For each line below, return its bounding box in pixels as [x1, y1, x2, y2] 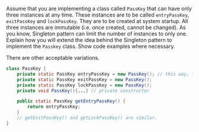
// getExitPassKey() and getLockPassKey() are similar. [17, 115, 158, 121]
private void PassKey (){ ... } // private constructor [17, 88, 150, 94]
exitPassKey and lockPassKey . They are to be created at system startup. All [6, 18, 188, 24]
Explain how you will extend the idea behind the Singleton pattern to [6, 37, 172, 43]
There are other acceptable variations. [6, 54, 99, 61]
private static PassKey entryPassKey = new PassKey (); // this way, [17, 71, 190, 77]
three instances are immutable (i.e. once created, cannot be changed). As [6, 24, 186, 31]
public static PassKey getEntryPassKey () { [17, 98, 126, 104]
